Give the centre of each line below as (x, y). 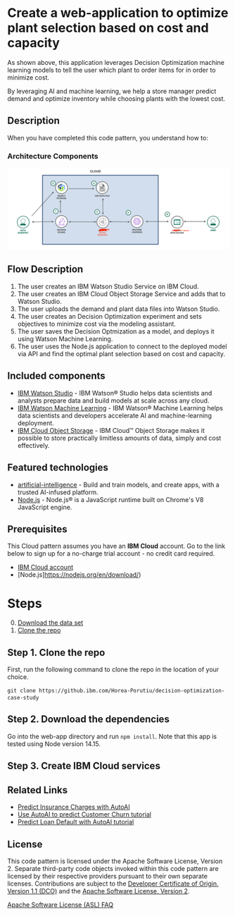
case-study (23, 698)
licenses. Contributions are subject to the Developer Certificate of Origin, (113, 884)
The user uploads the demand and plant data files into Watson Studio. (119, 309)
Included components (56, 376)
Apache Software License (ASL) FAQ (61, 905)
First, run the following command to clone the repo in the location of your (113, 670)
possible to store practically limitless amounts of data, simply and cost (119, 438)
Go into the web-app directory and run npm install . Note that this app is (112, 736)
